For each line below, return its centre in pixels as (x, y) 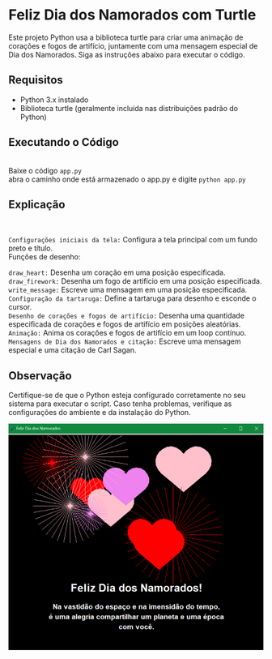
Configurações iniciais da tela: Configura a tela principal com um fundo (133, 240)
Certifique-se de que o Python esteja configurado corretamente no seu (127, 396)
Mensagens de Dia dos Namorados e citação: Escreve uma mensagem (125, 341)
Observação (40, 376)
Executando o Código (64, 142)
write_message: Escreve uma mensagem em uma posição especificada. (128, 290)
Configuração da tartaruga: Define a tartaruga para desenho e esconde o (132, 298)
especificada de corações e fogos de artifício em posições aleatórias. (125, 324)
